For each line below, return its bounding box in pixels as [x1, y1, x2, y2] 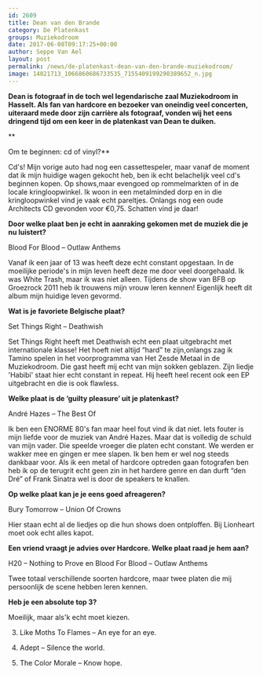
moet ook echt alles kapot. [8, 527, 94, 538]
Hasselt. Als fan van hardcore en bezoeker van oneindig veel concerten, [8, 100, 249, 109]
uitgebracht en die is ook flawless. [8, 378, 119, 388]
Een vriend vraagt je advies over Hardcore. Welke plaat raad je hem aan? [8, 543, 250, 553]
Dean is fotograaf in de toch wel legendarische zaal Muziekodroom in [8, 91, 239, 100]
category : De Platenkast [8, 26, 89, 34]
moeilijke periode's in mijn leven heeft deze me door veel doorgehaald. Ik [8, 266, 245, 275]
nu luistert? [8, 227, 47, 236]
